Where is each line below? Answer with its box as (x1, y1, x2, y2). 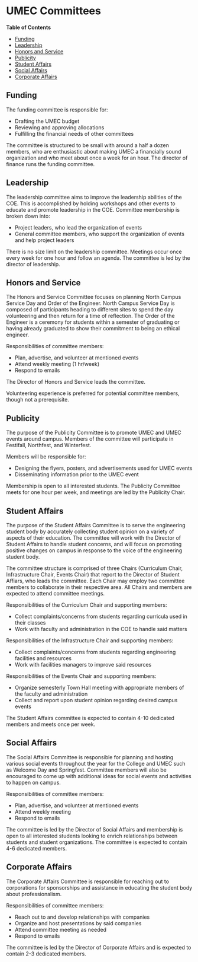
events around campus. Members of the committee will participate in (6, 435, 174, 442)
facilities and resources (14, 655, 72, 662)
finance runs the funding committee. (6, 160, 95, 167)
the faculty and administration (14, 690, 88, 697)
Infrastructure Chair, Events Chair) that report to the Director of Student (6, 571, 180, 578)
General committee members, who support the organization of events (14, 230, 185, 237)
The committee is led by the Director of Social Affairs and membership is (6, 826, 183, 833)
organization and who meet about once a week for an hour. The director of (6, 154, 188, 161)
